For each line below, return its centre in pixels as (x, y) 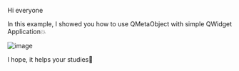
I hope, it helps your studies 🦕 (50, 59)
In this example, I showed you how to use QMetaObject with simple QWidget (120, 24)
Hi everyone (25, 10)
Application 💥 (27, 32)
